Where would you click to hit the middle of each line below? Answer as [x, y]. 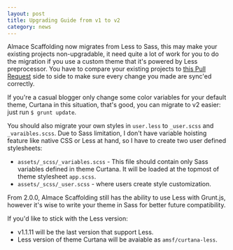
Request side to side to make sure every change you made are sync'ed [110, 76]
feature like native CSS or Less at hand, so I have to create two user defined [117, 141]
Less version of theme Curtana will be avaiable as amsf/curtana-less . [118, 239]
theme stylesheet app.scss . [57, 176]
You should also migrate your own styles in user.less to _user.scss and [111, 126]
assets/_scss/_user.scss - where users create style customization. [114, 184]
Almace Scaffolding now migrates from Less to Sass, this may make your [112, 47]
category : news [29, 27]
